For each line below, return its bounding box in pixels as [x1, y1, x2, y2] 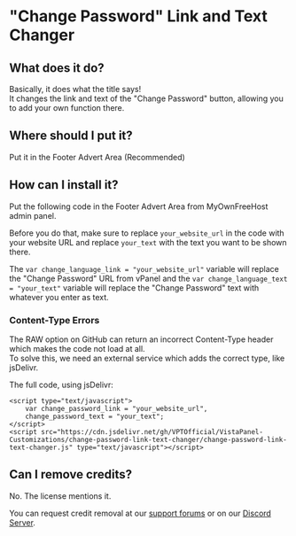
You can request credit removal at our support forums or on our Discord [9, 508, 272, 518]
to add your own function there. [9, 103, 125, 113]
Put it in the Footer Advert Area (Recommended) [9, 151, 186, 162]
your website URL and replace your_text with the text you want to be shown [9, 237, 287, 247]
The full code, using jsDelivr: [9, 379, 113, 390]
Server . [9, 517, 35, 528]
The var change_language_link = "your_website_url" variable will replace [9, 263, 279, 274]
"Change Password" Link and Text [9, 6, 268, 27]
